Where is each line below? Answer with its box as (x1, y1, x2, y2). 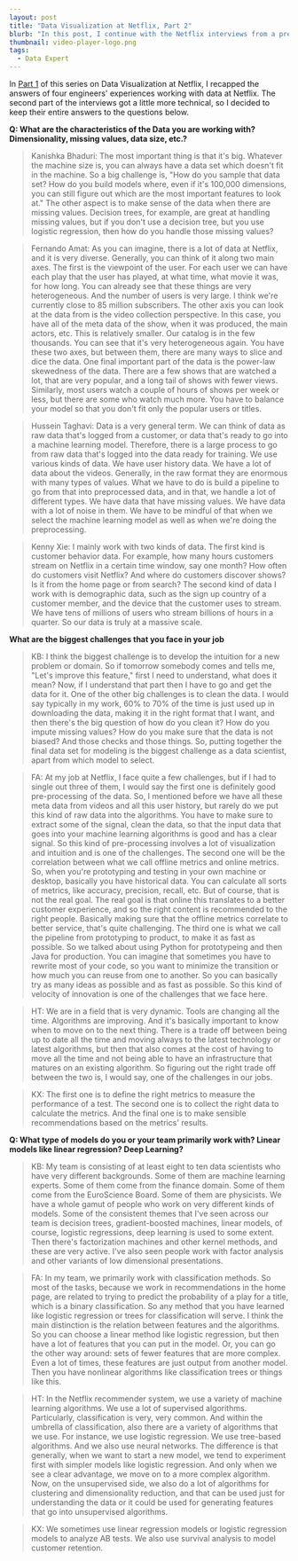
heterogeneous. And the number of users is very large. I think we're (30, 290, 278, 301)
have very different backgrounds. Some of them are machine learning (30, 1171, 286, 1181)
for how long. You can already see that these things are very (30, 281, 252, 291)
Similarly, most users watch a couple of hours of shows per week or (30, 385, 279, 395)
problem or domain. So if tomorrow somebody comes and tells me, (30, 661, 276, 671)
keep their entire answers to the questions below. (9, 107, 189, 117)
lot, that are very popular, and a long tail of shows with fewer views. (30, 375, 278, 386)
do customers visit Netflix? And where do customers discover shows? (30, 569, 286, 580)
